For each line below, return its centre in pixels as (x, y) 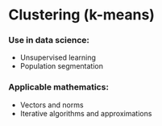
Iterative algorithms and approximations (86, 113)
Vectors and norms (52, 105)
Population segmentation (61, 66)
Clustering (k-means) (82, 15)
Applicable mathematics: (58, 87)
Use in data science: (49, 40)
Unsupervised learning (58, 57)
